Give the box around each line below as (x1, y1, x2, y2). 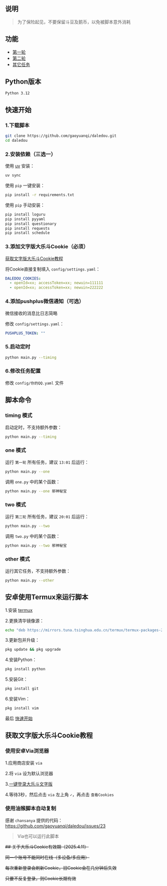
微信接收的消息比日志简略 (5, 310, 58, 316)
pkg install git (5, 686, 39, 691)
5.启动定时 (5, 343, 31, 350)
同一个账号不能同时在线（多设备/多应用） (5, 854, 90, 860)
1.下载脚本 (5, 121, 30, 128)
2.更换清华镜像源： (5, 617, 44, 623)
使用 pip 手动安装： (5, 202, 45, 208)
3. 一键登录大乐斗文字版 (5, 781, 53, 787)
